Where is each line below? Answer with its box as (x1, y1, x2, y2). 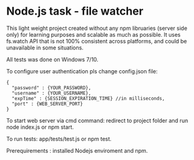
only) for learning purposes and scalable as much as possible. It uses (6, 31, 181, 38)
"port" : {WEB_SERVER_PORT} (12, 101, 84, 107)
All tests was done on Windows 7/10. (6, 56, 99, 63)
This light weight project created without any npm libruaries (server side (6, 24, 188, 32)
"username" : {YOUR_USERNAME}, (12, 90, 92, 96)
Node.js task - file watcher (6, 4, 143, 18)
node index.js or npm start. (6, 123, 74, 131)
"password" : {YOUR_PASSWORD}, (12, 84, 92, 91)
